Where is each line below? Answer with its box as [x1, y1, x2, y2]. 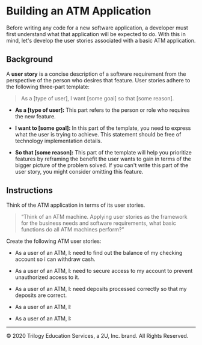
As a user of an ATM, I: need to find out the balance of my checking [14, 249, 183, 256]
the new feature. [14, 112, 56, 120]
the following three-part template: [6, 83, 90, 90]
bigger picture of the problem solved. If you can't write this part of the [14, 161, 189, 169]
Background [6, 54, 53, 64]
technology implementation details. [14, 137, 102, 144]
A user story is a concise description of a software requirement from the [6, 70, 186, 78]
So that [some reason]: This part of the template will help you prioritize [14, 148, 192, 156]
